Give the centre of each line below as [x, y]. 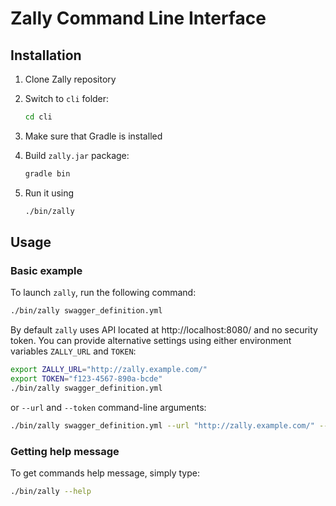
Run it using [49, 193]
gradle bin [47, 173]
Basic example [46, 270]
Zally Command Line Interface [138, 18]
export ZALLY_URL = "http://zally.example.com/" [109, 370]
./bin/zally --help [51, 491]
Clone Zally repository [70, 79]
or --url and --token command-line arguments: [108, 407]
